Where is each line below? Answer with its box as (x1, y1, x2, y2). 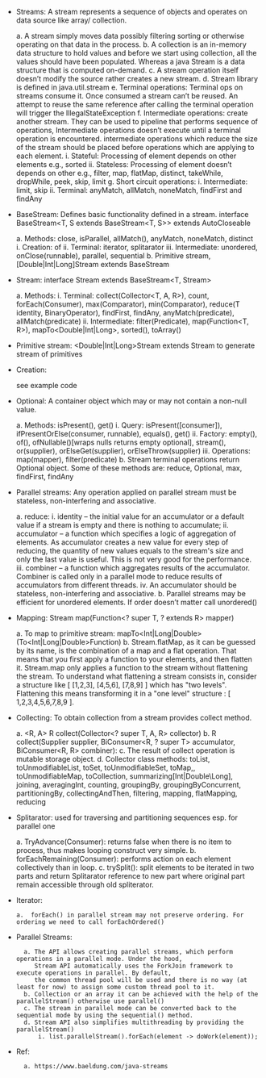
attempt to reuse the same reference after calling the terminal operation (15, 100, 254, 109)
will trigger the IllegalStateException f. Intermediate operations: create (15, 108, 248, 118)
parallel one (15, 821, 56, 830)
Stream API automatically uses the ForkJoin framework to (34, 962, 234, 970)
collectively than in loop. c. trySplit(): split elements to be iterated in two (15, 863, 255, 872)
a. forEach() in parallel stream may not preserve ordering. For (15, 911, 244, 919)
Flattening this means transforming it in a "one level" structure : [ (15, 689, 231, 698)
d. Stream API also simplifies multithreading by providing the (23, 1018, 244, 1026)
